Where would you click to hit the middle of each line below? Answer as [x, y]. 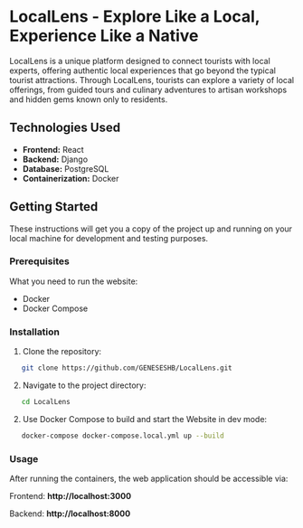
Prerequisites [39, 261]
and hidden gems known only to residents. [89, 99]
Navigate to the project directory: [84, 385]
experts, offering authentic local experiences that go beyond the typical [142, 71]
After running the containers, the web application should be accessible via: [149, 479]
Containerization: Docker [71, 178]
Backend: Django [55, 159]
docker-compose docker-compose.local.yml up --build [123, 436]
